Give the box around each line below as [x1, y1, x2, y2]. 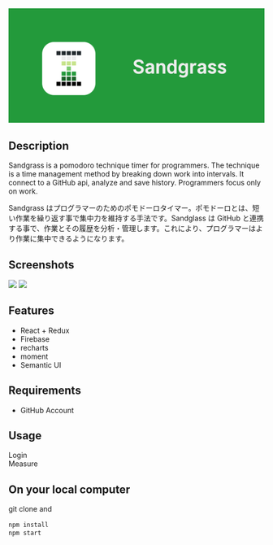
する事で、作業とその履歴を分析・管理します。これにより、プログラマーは [8, 224, 256, 233]
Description [8, 138, 69, 153]
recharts [19, 342, 49, 352]
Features [8, 304, 54, 318]
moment [19, 351, 49, 361]
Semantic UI [19, 360, 62, 369]
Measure [8, 459, 38, 469]
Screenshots [8, 258, 75, 272]
